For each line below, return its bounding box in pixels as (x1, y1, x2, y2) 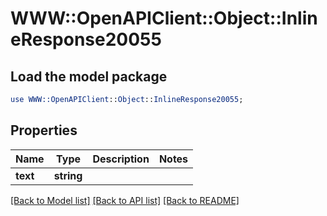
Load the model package (10, 68, 168, 85)
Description (92, 152, 150, 166)
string (53, 168, 83, 182)
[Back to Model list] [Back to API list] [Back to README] (10, 194, 240, 206)
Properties (10, 122, 78, 139)
